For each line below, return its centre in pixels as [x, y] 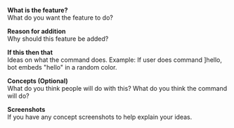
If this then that [30, 52]
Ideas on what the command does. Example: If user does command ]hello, [115, 60]
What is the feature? [38, 10]
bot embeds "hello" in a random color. [62, 67]
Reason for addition [37, 31]
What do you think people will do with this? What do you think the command [117, 88]
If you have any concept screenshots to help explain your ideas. [100, 117]
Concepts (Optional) [38, 81]
